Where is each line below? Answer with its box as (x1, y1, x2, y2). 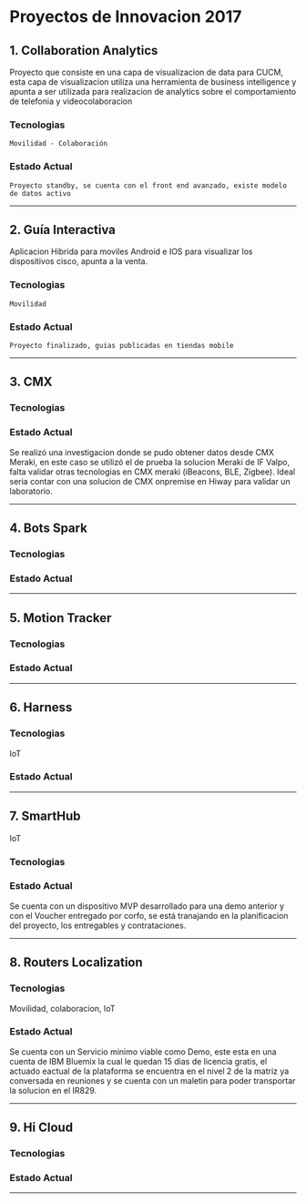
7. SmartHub (9, 809, 81, 824)
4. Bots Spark (9, 521, 88, 535)
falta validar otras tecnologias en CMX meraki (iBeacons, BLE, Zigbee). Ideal (9, 466, 296, 477)
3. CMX (9, 374, 53, 390)
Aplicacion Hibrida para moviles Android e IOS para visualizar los (9, 246, 253, 257)
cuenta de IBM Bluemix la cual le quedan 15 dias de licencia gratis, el (9, 1055, 268, 1066)
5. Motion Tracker (9, 610, 112, 626)
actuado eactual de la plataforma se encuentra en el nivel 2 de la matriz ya (9, 1065, 290, 1076)
